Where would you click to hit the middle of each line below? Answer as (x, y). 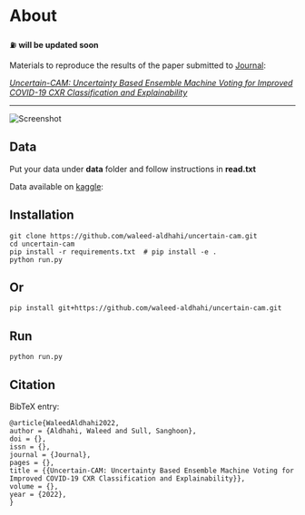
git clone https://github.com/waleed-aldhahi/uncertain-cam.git (133, 236)
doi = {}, (28, 439)
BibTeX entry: (34, 406)
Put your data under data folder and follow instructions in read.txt (133, 169)
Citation (33, 385)
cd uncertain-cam (42, 244)
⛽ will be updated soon (54, 44)
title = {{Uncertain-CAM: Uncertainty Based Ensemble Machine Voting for (152, 471)
